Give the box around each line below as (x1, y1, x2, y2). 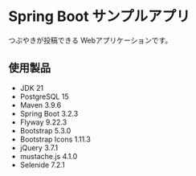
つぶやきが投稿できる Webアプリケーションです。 (8, 35, 173, 45)
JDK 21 (19, 83, 44, 92)
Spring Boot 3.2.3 (19, 108, 79, 118)
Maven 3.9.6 (19, 100, 62, 109)
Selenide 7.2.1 (19, 160, 66, 170)
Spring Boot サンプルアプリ (8, 7, 190, 26)
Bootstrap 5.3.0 (19, 125, 71, 135)
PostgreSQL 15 (19, 92, 70, 101)
